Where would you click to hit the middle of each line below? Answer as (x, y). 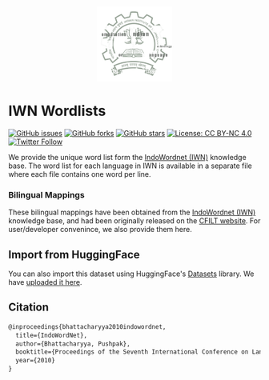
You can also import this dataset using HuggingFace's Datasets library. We (131, 274)
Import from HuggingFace (74, 254)
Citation (29, 308)
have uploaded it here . (45, 282)
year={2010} (36, 361)
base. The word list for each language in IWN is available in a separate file (130, 166)
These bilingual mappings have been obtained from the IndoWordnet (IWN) (132, 212)
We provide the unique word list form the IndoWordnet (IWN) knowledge (127, 157)
